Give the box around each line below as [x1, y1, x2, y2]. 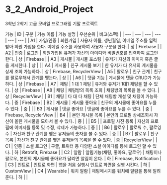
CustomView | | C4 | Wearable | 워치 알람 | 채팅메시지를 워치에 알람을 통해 [5, 168, 152, 174]
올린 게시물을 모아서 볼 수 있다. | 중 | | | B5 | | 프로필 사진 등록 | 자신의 [14, 118, 150, 124]
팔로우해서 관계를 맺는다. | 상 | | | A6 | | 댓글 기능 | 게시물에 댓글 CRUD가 [10, 75, 152, 81]
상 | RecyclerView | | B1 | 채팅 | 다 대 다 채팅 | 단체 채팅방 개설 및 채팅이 [5, 93, 145, 99]
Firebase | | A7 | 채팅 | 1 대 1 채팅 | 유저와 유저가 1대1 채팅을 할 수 [26, 81, 153, 87]
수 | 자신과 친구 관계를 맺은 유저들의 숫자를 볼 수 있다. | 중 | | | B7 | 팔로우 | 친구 [5, 130, 159, 136]
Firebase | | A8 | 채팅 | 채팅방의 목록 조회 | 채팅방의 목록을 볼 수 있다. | [22, 87, 160, 93]
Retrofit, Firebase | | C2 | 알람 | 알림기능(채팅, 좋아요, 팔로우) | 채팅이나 [22, 149, 162, 155]
